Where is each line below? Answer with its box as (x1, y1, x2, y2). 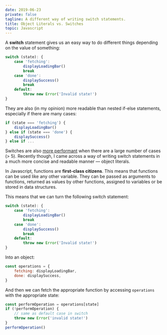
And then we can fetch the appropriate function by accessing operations (5, 287, 155, 293)
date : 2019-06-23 (5, 7, 41, 12)
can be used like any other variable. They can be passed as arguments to (5, 173, 156, 180)
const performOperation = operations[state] (5, 302, 99, 307)
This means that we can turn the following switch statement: (5, 194, 129, 200)
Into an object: (5, 254, 35, 260)
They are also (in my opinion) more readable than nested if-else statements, (5, 105, 161, 111)
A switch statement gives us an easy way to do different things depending (5, 39, 158, 45)
